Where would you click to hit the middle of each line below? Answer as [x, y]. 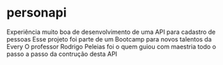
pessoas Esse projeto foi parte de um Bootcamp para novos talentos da [109, 39]
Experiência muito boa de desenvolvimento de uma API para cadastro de [111, 32]
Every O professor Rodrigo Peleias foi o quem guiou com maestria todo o [111, 46]
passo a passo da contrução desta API [62, 54]
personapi [37, 13]
